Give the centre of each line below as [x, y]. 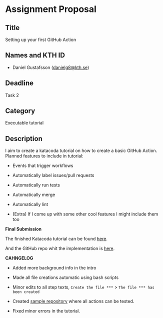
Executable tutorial [24, 123]
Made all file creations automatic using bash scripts [65, 277]
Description [24, 138]
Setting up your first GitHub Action [41, 39]
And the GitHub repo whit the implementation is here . [60, 248]
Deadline [19, 83]
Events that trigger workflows [43, 165]
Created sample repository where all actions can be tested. [73, 301]
